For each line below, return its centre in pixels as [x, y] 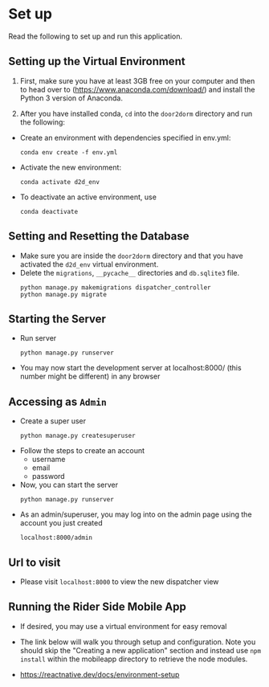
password [49, 476]
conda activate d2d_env [60, 182]
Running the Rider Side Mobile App [97, 607]
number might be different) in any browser [90, 376]
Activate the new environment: [71, 167]
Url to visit [35, 562]
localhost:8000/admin [56, 538]
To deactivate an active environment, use [88, 197]
